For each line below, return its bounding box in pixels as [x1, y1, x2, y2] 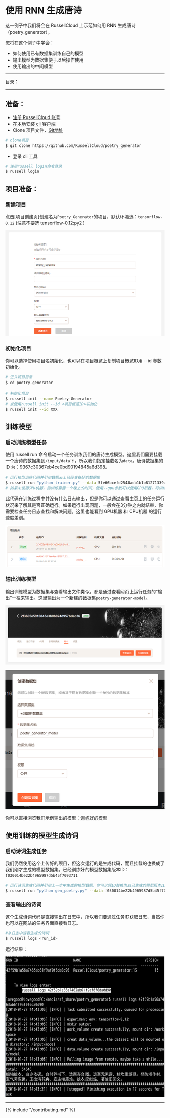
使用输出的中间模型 [12, 63, 53, 69]
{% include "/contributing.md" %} [5, 1107, 76, 1113]
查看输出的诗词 [5, 901, 42, 908]
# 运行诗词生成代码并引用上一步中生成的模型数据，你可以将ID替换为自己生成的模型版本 [5, 883, 161, 888]
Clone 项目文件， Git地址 [12, 127, 63, 133]
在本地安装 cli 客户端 [12, 121, 56, 127]
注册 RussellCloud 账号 [12, 114, 61, 120]
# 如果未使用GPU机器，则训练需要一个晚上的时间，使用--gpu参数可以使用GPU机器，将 [5, 485, 159, 491]
